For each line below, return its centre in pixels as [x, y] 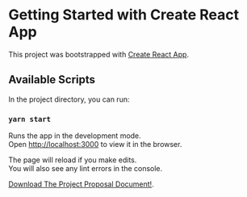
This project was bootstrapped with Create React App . [99, 54]
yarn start [29, 119]
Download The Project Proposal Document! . [82, 184]
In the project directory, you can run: [69, 99]
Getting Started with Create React [124, 15]
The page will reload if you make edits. [73, 160]
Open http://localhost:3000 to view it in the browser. [95, 145]
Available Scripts [52, 80]
